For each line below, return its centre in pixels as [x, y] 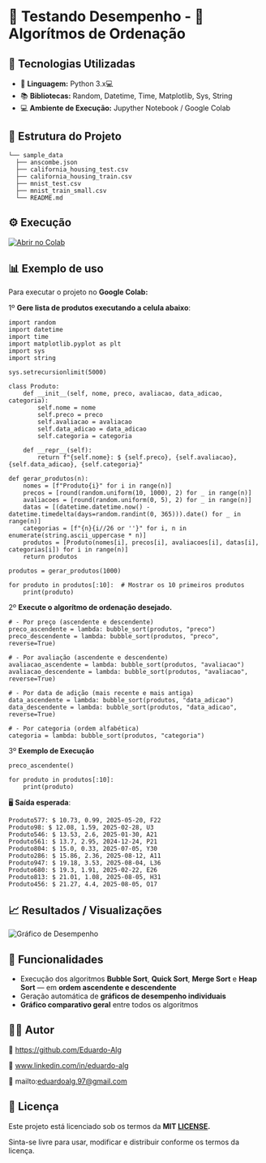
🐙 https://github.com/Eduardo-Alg [65, 1049]
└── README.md [39, 198]
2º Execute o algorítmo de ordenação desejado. [90, 607]
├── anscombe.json [47, 162]
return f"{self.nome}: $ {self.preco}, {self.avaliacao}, [137, 457]
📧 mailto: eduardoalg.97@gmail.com [68, 1081]
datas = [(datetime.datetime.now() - [87, 507]
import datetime [36, 330]
